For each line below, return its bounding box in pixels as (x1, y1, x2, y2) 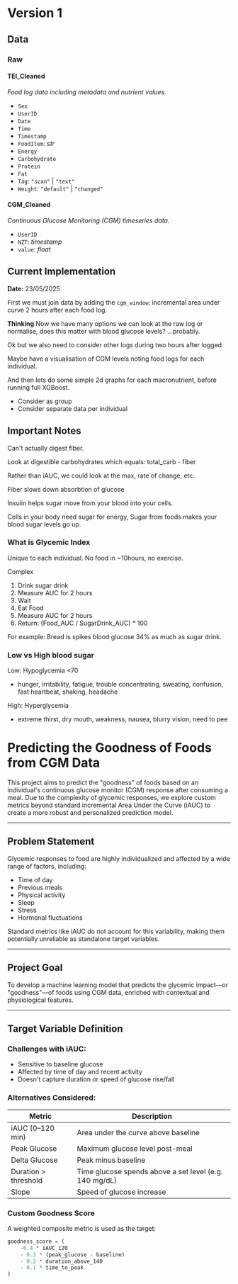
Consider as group (17, 397, 72, 405)
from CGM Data (7, 755, 101, 771)
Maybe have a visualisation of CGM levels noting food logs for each (7, 354, 205, 363)
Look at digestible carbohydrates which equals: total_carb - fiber (7, 457, 196, 466)
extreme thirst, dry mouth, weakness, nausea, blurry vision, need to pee (17, 715, 228, 723)
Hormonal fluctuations (17, 913, 83, 922)
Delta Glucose (11, 1155, 58, 1165)
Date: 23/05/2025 (7, 284, 60, 293)
